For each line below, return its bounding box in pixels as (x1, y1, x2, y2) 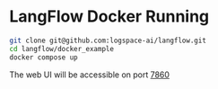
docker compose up (9, 52, 78, 62)
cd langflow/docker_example (9, 44, 115, 53)
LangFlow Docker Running (9, 6, 210, 27)
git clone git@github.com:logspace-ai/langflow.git (9, 36, 206, 45)
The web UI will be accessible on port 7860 (9, 69, 170, 80)
